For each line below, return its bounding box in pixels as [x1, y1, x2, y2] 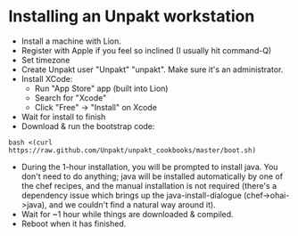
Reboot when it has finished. [21, 218, 127, 229]
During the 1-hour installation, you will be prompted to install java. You [21, 161, 278, 172]
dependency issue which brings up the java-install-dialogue [21, 190, 242, 200]
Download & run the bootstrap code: [21, 120, 155, 131]
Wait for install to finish [21, 111, 106, 122]
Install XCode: [21, 73, 73, 84]
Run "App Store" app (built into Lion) [34, 83, 169, 94]
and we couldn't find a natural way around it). [48, 199, 216, 210]
